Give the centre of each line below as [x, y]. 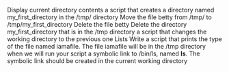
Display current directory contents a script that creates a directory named [111, 10]
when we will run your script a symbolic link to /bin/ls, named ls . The [104, 53]
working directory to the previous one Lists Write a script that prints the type [114, 39]
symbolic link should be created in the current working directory [97, 61]
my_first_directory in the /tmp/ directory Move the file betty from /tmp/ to [109, 17]
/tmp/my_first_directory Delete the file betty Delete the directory [97, 24]
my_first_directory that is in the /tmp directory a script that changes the [107, 32]
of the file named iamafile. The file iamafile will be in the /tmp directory [107, 46]
